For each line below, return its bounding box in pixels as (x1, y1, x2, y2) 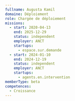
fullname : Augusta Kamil (5, 7, 55, 12)
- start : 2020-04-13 (9, 25, 51, 30)
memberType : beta (5, 79, 40, 84)
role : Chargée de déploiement (5, 16, 66, 21)
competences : (5, 84, 31, 89)
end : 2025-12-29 (14, 30, 47, 34)
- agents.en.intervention (17, 75, 70, 80)
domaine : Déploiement (5, 12, 49, 17)
